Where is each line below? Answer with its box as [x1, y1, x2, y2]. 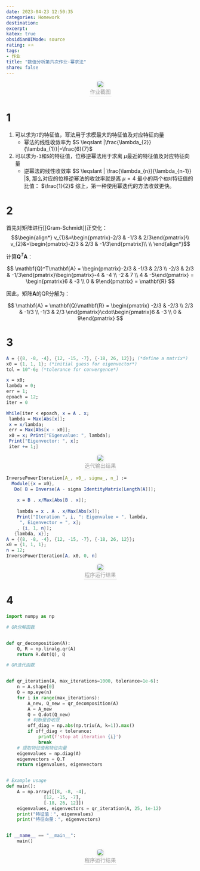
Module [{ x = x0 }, [11, 480, 55, 486]
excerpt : [6, 25, 28, 32]
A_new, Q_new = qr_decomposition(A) [27, 701, 119, 706]
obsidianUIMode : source [6, 36, 66, 42]
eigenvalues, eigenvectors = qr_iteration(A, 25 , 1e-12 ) [17, 805, 162, 811]
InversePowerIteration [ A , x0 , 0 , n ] [6, 553, 97, 559]
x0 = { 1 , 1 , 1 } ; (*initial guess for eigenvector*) [6, 361, 137, 367]
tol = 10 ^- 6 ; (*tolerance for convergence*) [6, 366, 119, 373]
